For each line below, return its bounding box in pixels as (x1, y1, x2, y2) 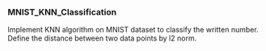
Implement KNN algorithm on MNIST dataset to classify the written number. (7, 25, 260, 35)
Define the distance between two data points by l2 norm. (7, 33, 197, 43)
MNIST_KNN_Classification (7, 6, 117, 18)
